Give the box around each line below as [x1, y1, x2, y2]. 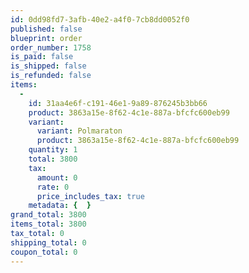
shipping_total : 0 [10, 237, 87, 248]
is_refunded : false [10, 71, 92, 81]
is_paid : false [10, 52, 74, 62]
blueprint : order [10, 33, 83, 43]
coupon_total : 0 [10, 247, 78, 257]
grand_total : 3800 [10, 210, 87, 220]
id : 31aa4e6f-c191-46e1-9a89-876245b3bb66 [28, 98, 208, 108]
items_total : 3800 [10, 219, 87, 230]
